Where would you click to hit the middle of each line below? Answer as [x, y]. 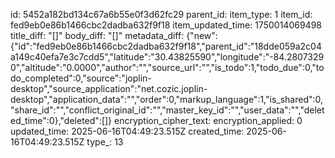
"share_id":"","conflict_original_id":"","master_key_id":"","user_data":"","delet [167, 110]
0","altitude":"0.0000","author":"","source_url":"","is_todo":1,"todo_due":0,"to [167, 67]
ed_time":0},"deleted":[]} [61, 120]
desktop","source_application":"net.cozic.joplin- [109, 88]
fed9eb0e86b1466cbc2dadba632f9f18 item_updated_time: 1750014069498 [166, 25]
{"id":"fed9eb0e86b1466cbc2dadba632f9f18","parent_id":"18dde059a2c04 [166, 46]
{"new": [202, 35]
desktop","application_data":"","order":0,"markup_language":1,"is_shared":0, [167, 99]
